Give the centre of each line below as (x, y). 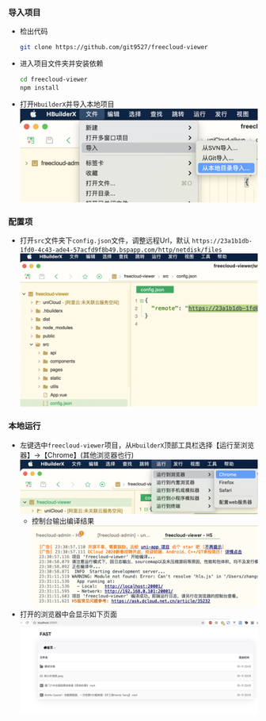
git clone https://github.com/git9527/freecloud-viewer (114, 48)
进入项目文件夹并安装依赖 (61, 63)
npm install (39, 88)
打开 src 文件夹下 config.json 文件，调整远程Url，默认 (105, 240)
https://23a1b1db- (222, 241)
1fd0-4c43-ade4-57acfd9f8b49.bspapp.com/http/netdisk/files (121, 250)
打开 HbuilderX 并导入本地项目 (67, 104)
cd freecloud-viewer (53, 80)
